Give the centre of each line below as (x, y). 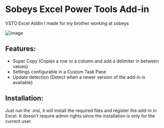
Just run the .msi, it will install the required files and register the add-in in (81, 110)
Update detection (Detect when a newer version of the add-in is (79, 77)
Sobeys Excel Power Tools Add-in (77, 9)
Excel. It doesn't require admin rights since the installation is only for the (80, 116)
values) (20, 66)
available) (22, 82)
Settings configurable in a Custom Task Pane (59, 72)
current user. (19, 121)
